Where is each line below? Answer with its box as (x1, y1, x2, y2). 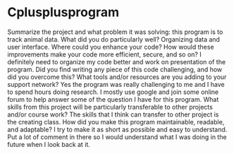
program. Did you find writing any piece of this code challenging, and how (7, 65, 223, 73)
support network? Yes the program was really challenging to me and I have (7, 80, 225, 88)
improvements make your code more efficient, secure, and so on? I (7, 50, 202, 59)
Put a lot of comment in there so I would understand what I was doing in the (7, 132, 227, 141)
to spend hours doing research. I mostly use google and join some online (7, 88, 219, 96)
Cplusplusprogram (7, 4, 120, 20)
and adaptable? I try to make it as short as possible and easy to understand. (7, 125, 228, 134)
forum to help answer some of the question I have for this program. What (7, 95, 219, 103)
